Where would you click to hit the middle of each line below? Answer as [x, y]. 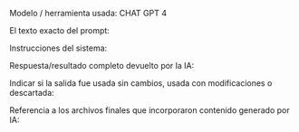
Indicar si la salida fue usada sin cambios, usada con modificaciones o [141, 83]
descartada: [32, 93]
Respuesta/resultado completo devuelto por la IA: [102, 66]
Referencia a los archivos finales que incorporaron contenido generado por [149, 110]
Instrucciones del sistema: [58, 48]
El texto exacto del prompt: [60, 30]
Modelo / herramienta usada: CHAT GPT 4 [88, 13]
